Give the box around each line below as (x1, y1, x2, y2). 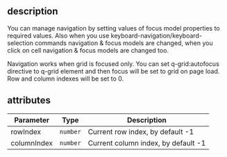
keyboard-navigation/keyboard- (110, 31, 203, 40)
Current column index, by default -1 (87, 138, 206, 148)
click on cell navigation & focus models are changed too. (7, 46, 169, 54)
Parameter (13, 115, 50, 124)
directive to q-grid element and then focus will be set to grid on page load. (7, 67, 220, 75)
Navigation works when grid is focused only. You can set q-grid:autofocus (7, 59, 220, 68)
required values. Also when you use (7, 31, 110, 40)
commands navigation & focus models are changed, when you (34, 38, 213, 47)
